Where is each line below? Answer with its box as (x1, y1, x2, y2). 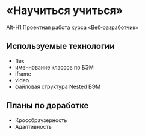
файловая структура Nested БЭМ (14, 83, 101, 90)
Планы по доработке (6, 100, 89, 111)
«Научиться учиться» (6, 4, 123, 18)
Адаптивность (14, 123, 52, 130)
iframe (14, 70, 31, 77)
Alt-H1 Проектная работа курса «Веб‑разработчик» (6, 24, 139, 31)
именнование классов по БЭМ (14, 63, 94, 71)
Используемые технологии (6, 41, 115, 51)
